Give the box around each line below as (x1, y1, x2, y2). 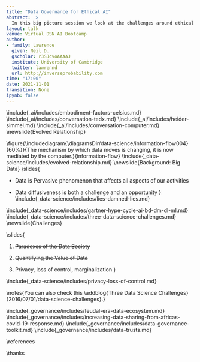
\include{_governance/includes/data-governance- (65, 319, 190, 327)
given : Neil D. (11, 48, 50, 54)
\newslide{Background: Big (113, 158, 181, 166)
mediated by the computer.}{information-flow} (6, 152, 121, 160)
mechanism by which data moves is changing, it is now (38, 146, 174, 153)
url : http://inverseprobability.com (11, 70, 103, 76)
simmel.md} (6, 121, 36, 129)
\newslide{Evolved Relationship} (6, 128, 86, 135)
